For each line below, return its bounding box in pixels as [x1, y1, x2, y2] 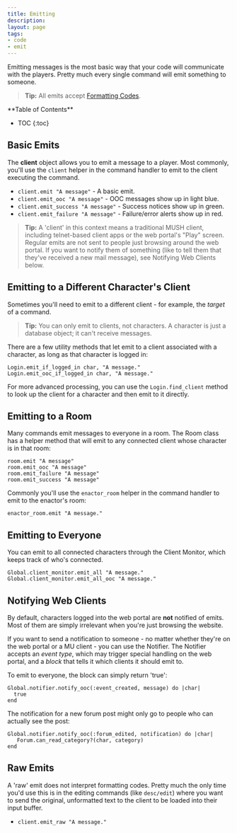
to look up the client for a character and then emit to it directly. [7, 390, 190, 398]
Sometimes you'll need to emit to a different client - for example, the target [7, 300, 225, 309]
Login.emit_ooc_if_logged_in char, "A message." [7, 369, 154, 377]
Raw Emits [7, 762, 54, 774]
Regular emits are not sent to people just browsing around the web [24, 238, 219, 246]
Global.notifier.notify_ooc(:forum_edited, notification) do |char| [7, 730, 214, 738]
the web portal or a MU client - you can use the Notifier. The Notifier [7, 642, 207, 651]
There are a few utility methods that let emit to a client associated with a [7, 343, 217, 351]
